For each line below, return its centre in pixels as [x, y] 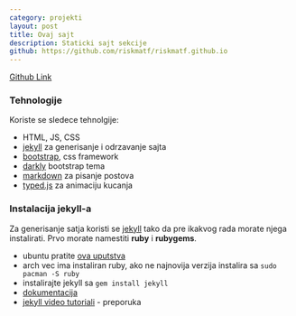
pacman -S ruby [51, 274]
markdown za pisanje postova [78, 176]
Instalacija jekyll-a [51, 209]
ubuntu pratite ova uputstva [74, 256]
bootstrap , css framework [70, 157]
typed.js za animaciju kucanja [78, 185]
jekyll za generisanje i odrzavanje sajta [94, 147]
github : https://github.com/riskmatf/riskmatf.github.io [119, 51]
